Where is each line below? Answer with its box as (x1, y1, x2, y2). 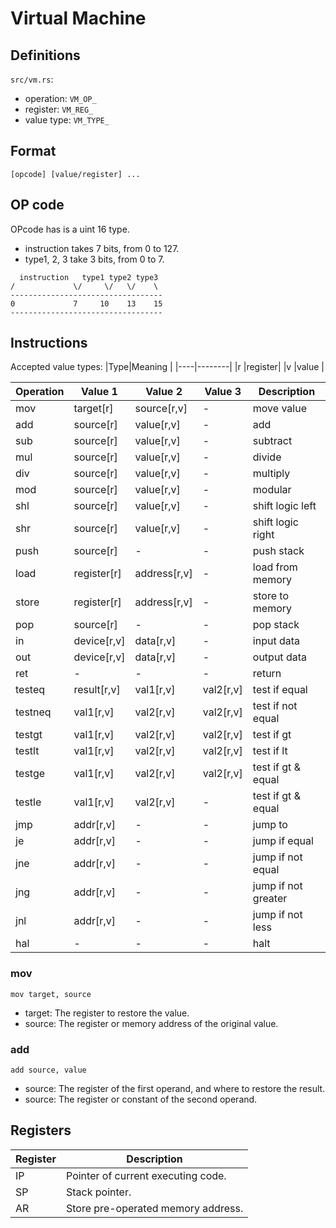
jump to (252, 818, 288, 832)
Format (10, 143, 57, 160)
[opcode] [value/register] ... (10, 169, 141, 179)
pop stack (252, 618, 300, 632)
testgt (15, 728, 43, 742)
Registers (10, 1122, 72, 1139)
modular (252, 483, 292, 497)
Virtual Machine (10, 7, 147, 30)
